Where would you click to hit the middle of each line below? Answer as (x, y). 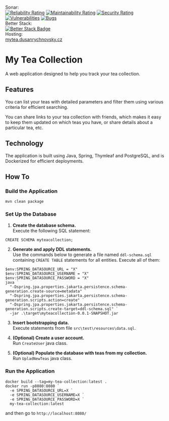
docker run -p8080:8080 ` (32, 386)
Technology (24, 143)
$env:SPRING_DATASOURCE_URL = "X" (42, 269)
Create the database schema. (44, 225)
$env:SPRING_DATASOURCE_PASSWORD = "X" (47, 278)
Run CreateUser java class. (40, 343)
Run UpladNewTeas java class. (42, 358)
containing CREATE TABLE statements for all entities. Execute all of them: (86, 260)
